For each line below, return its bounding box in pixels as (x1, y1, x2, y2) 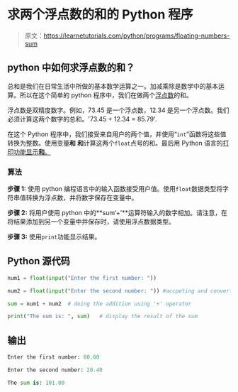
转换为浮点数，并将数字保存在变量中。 (25, 193, 138, 202)
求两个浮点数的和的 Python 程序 (7, 6, 193, 23)
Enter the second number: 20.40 (7, 366, 103, 374)
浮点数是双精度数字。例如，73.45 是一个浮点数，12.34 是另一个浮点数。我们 (7, 106, 229, 114)
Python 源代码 (7, 255, 71, 267)
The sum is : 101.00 (7, 379, 65, 386)
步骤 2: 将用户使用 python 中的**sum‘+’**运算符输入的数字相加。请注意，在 (7, 209, 228, 217)
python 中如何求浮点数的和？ (7, 62, 135, 74)
